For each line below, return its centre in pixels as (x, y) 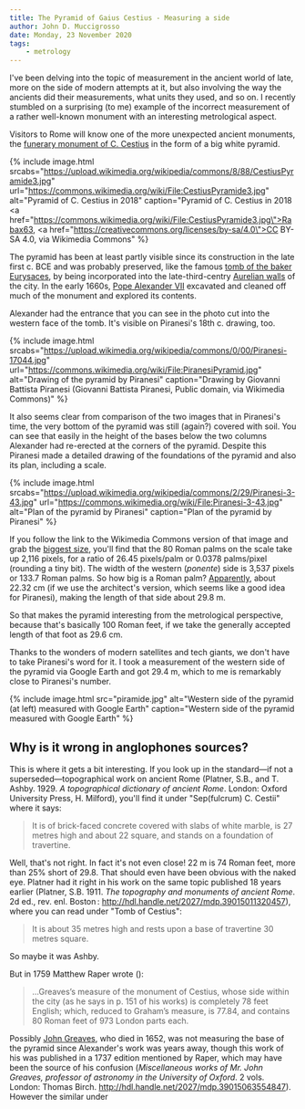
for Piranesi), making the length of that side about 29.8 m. (117, 598)
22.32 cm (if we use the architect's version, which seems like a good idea (147, 588)
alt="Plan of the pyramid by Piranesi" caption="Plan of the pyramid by (141, 512)
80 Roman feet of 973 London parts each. (110, 1020)
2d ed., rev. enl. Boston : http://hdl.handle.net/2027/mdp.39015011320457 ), (150, 901)
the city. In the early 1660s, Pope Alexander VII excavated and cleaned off (148, 286)
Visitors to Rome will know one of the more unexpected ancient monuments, (152, 134)
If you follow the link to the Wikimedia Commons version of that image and (149, 539)
